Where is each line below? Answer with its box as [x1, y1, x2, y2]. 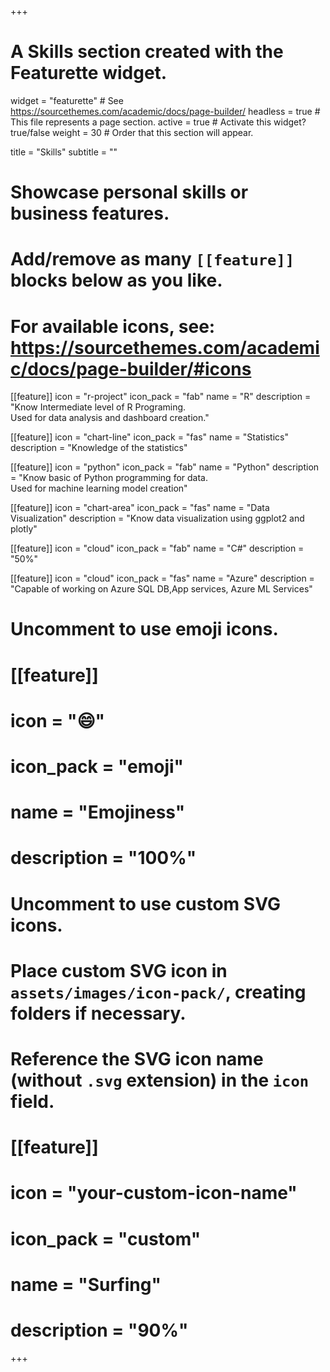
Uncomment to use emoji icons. [10, 618, 279, 641]
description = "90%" [10, 1319, 189, 1341]
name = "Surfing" [10, 1273, 162, 1296]
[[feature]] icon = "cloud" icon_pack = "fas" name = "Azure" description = [10, 572, 315, 585]
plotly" [10, 523, 38, 535]
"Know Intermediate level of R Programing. [10, 401, 187, 413]
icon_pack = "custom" [10, 1227, 202, 1250]
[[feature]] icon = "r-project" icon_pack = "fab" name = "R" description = [10, 391, 312, 403]
